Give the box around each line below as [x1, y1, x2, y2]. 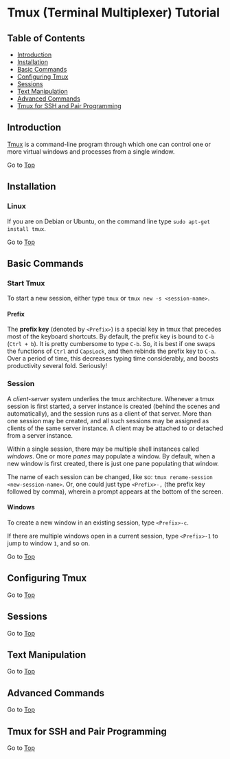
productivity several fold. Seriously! [7, 362, 108, 370]
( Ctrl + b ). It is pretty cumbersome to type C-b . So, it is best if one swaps [7, 340, 216, 348]
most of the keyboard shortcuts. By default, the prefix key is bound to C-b [7, 332, 215, 341]
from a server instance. [7, 431, 73, 439]
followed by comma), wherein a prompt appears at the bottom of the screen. [7, 487, 223, 496]
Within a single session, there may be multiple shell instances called [7, 445, 200, 453]
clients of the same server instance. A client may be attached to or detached [7, 424, 224, 432]
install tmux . [7, 224, 46, 232]
